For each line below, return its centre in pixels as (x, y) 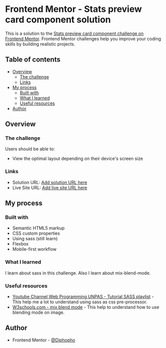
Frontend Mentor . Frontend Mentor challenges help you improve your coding (83, 39)
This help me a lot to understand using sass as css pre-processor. (80, 302)
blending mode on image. (38, 313)
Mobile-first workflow (34, 249)
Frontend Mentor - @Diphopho (44, 340)
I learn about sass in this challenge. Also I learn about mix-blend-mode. (78, 273)
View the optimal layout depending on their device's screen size (78, 159)
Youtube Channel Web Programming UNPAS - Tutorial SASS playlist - (83, 297)
